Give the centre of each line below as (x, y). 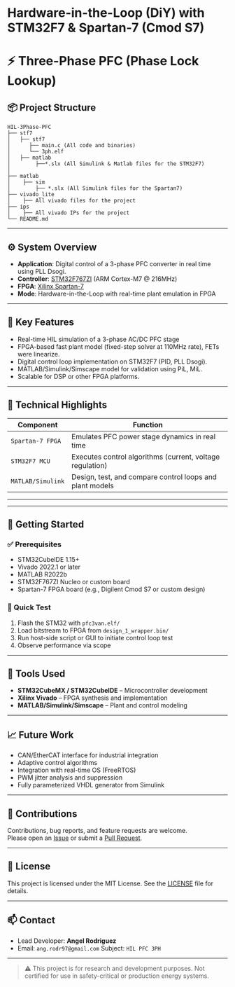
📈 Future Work (41, 734)
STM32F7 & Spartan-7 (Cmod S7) (106, 28)
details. (18, 890)
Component (37, 425)
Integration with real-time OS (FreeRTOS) (77, 770)
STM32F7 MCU (31, 461)
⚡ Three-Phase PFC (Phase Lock (103, 61)
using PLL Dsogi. (42, 271)
